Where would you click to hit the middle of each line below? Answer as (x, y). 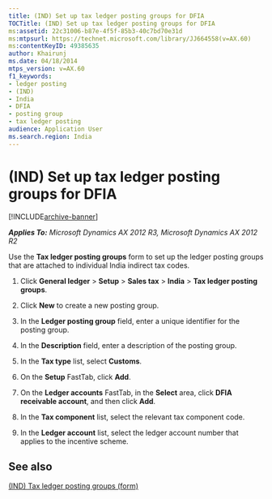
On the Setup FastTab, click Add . (75, 376)
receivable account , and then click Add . (88, 401)
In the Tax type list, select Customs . (81, 361)
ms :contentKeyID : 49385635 (54, 46)
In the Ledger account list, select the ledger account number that (129, 432)
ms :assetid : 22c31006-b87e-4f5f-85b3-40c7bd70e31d (96, 31)
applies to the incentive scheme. (74, 441)
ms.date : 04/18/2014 (43, 62)
